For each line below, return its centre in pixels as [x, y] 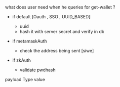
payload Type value [25, 79]
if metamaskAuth [30, 41]
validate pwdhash [38, 70]
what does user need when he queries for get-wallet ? [60, 7]
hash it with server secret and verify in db [62, 31]
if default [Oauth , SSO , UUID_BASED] [51, 17]
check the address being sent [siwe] [57, 51]
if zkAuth [21, 60]
